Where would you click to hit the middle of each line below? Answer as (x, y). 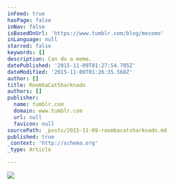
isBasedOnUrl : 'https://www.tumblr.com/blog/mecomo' (86, 33)
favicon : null (34, 124)
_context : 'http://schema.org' (53, 144)
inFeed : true (26, 14)
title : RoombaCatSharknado (46, 85)
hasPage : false (29, 20)
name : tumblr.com (39, 104)
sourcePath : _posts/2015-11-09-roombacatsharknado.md (87, 130)
